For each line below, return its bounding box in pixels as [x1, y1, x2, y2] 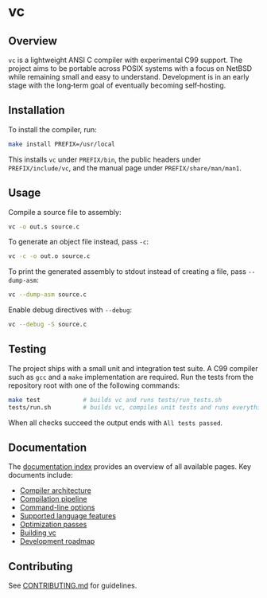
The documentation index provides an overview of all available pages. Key [8, 462, 252, 471]
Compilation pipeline [19, 494, 87, 504]
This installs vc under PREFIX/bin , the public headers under [8, 154, 201, 164]
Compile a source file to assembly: [8, 207, 122, 217]
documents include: [8, 471, 73, 480]
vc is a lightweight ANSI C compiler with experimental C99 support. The [8, 55, 243, 64]
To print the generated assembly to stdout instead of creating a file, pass [8, 267, 246, 276]
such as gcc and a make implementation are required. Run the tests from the [8, 372, 254, 381]
